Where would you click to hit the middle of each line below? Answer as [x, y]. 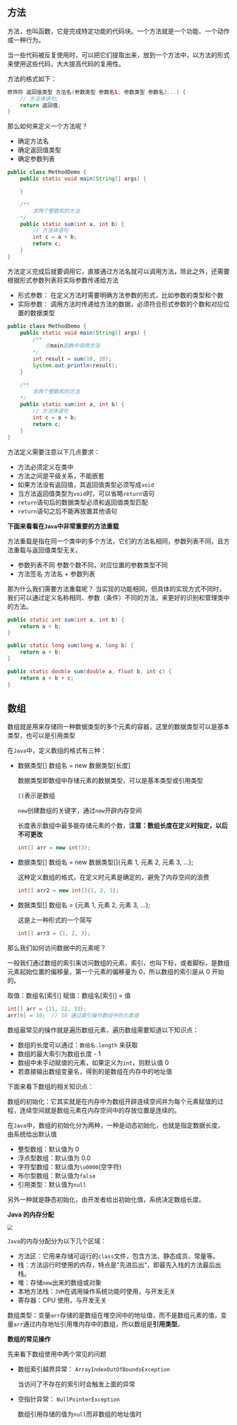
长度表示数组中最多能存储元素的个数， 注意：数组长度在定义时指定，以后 [122, 826]
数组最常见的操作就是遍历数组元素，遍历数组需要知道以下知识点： [103, 1029]
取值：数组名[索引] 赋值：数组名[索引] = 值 [69, 995]
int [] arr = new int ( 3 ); [54, 848]
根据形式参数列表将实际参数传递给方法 [63, 280]
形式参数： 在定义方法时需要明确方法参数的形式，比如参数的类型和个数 [120, 295]
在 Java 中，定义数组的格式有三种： [57, 750]
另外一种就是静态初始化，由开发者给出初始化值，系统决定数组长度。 [106, 1199]
